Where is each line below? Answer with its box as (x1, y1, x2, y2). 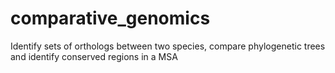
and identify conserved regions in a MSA (10, 50, 178, 62)
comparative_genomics (10, 7, 211, 30)
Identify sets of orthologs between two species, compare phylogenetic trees (10, 40, 326, 52)
